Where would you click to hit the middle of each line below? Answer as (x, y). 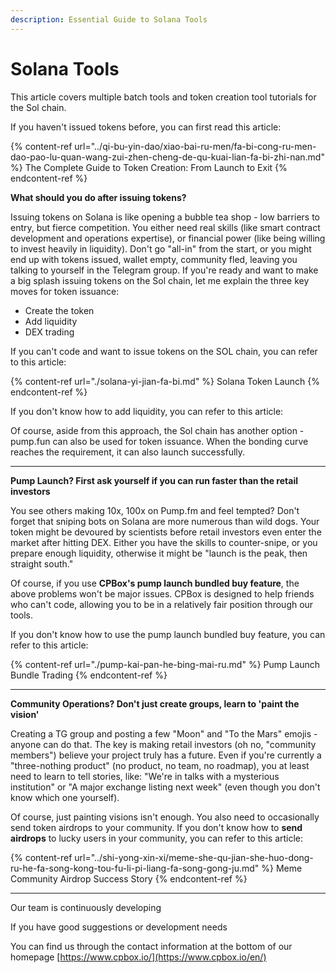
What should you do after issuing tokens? (98, 197)
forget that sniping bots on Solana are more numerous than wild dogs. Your (165, 521)
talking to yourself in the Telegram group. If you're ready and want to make (164, 270)
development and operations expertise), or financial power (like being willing (168, 238)
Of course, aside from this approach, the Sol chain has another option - (157, 430)
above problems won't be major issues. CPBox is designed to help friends (162, 593)
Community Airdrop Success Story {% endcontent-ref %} (129, 878)
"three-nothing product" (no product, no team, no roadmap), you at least (160, 765)
